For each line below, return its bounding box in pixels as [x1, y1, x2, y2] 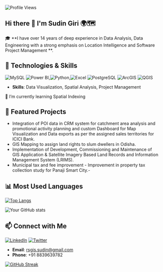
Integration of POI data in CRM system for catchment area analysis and [12, 120, 156, 127]
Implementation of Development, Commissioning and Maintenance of [12, 147, 152, 153]
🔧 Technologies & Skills [5, 62, 77, 70]
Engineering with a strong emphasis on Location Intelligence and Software [5, 42, 155, 48]
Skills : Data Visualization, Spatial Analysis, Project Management [12, 84, 141, 90]
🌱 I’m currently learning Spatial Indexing [5, 93, 86, 99]
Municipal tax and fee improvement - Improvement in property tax [12, 162, 145, 168]
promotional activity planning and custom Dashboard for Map [12, 126, 136, 132]
